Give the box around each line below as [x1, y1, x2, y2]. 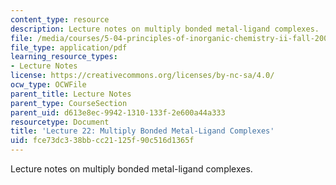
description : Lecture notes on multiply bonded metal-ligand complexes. [10, 24, 320, 34]
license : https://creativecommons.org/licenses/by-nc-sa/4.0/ [10, 71, 275, 81]
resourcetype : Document [10, 117, 110, 127]
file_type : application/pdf [10, 42, 128, 53]
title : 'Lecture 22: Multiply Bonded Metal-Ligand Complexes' [10, 126, 275, 136]
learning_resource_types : [10, 52, 118, 62]
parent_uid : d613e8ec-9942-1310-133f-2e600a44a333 [10, 107, 226, 118]
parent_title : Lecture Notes [10, 89, 132, 99]
